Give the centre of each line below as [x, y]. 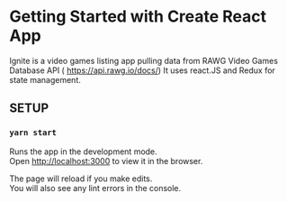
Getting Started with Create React [138, 17]
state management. [45, 79]
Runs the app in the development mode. [83, 151]
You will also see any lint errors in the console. [95, 188]
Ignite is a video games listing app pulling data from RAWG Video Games [144, 60]
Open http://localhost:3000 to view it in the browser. [106, 161]
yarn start [33, 133]
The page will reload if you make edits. [81, 179]
